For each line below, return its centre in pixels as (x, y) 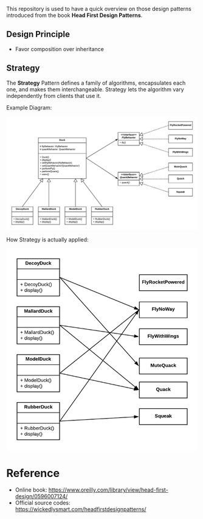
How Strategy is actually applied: (48, 240)
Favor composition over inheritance (60, 49)
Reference (33, 473)
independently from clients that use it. (54, 96)
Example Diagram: (29, 107)
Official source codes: (43, 503)
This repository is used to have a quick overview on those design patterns (99, 9)
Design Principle (38, 34)
